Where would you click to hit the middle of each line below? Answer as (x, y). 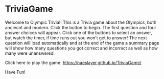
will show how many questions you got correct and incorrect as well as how (82, 48)
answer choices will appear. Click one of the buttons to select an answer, (79, 32)
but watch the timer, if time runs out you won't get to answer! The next (76, 38)
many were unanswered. (30, 53)
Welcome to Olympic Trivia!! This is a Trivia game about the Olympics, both (81, 22)
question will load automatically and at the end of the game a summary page (82, 43)
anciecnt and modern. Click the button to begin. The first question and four (81, 27)
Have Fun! (15, 72)
